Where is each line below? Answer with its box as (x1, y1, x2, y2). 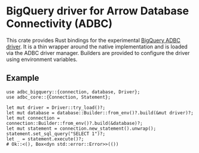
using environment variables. (6, 56, 78, 63)
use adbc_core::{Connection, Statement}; (6, 94, 111, 100)
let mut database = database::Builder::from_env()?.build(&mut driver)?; (6, 109, 194, 116)
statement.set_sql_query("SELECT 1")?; (6, 130, 106, 137)
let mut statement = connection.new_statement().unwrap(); (6, 126, 157, 131)
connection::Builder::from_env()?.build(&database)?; (6, 120, 143, 126)
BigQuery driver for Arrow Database (6, 4, 189, 18)
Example (6, 73, 39, 83)
